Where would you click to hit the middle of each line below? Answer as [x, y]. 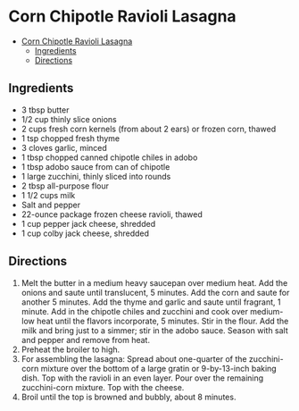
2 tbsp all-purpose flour [65, 186]
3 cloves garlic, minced [64, 147]
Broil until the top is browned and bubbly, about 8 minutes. [129, 397]
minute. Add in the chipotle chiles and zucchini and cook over [135, 311]
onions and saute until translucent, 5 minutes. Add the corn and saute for [155, 292]
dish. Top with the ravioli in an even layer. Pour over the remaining [142, 378]
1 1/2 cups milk [48, 195]
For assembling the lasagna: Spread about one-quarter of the [134, 358]
